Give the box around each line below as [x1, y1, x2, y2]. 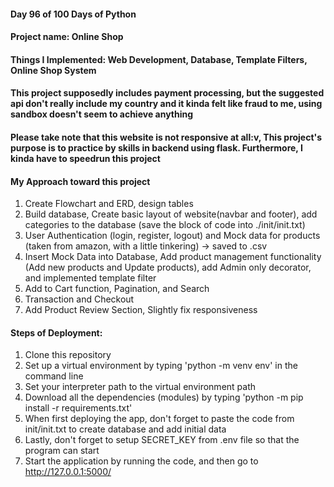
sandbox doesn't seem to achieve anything [10, 108, 194, 120]
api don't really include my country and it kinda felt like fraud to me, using [10, 98, 323, 110]
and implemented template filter [24, 272, 157, 284]
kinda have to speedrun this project [10, 152, 161, 164]
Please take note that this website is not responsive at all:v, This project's [10, 131, 323, 143]
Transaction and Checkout [24, 293, 135, 305]
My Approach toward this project [10, 175, 151, 187]
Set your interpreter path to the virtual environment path [24, 381, 257, 393]
